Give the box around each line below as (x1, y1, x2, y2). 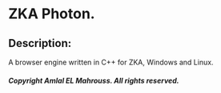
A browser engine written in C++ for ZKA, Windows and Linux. (8, 57, 214, 67)
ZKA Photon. (8, 5, 95, 23)
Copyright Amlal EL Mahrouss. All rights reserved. (8, 76, 180, 85)
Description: (8, 37, 72, 50)
